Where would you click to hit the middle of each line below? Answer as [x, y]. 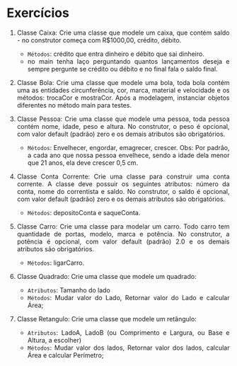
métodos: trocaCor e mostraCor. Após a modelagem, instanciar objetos [123, 98]
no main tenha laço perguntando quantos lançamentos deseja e [128, 61]
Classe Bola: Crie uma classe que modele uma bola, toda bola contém [123, 82]
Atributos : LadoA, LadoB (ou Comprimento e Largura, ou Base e [128, 332]
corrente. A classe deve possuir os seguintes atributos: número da [123, 184]
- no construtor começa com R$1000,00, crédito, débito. [99, 40]
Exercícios [38, 13]
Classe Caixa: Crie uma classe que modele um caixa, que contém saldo [123, 33]
